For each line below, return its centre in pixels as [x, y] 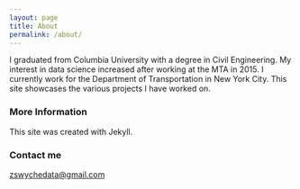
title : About [34, 26]
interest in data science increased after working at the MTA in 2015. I [136, 69]
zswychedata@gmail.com [57, 174]
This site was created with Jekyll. [71, 131]
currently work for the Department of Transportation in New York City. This [148, 79]
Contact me [36, 155]
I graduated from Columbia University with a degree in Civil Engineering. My [150, 60]
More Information [48, 112]
